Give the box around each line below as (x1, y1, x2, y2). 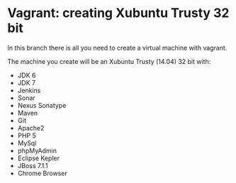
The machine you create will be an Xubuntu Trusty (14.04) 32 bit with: (7, 57, 211, 65)
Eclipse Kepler (17, 154, 60, 162)
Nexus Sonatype (17, 101, 67, 109)
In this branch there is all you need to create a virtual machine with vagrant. (7, 43, 227, 52)
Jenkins (17, 86, 41, 94)
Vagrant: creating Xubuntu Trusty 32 (7, 5, 230, 21)
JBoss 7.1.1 (17, 161, 48, 170)
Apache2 (17, 123, 45, 132)
